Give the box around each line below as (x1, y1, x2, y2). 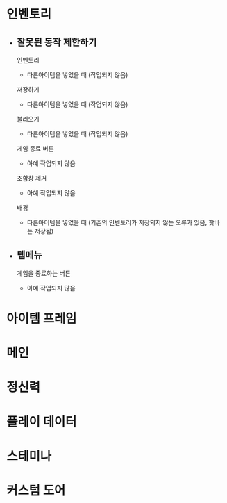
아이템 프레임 (6, 311, 77, 327)
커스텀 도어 (6, 482, 66, 498)
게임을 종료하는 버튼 (16, 269, 71, 277)
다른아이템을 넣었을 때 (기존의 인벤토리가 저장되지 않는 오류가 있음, (26, 218, 208, 226)
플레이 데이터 (6, 414, 77, 429)
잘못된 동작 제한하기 (16, 36, 97, 48)
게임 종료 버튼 (16, 145, 54, 153)
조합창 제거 (16, 174, 47, 182)
